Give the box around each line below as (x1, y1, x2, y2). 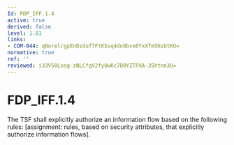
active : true (7, 17, 45, 24)
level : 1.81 (7, 29, 42, 37)
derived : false (7, 23, 52, 30)
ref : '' (7, 56, 30, 63)
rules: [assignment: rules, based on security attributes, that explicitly (7, 123, 205, 131)
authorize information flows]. (7, 130, 91, 138)
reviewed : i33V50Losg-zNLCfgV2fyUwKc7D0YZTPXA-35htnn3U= (7, 62, 177, 69)
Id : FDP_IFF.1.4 (7, 10, 54, 17)
